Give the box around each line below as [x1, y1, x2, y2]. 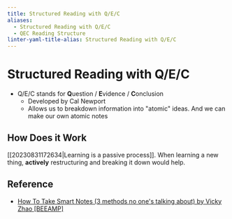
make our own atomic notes [27, 112, 108, 120]
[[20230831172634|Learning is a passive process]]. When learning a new [7, 150, 219, 159]
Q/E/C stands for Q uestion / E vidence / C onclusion [17, 90, 164, 98]
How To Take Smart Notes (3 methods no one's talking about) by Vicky [17, 197, 222, 205]
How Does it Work [7, 132, 87, 144]
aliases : [7, 17, 33, 24]
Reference [7, 178, 54, 190]
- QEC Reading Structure [13, 29, 86, 37]
